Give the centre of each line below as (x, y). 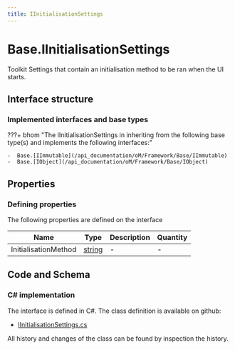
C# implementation (41, 295)
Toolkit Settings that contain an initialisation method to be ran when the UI (116, 69)
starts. (17, 76)
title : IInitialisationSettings (55, 14)
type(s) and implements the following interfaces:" (80, 143)
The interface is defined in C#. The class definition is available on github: (114, 311)
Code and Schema (49, 275)
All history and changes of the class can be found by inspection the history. (118, 338)
